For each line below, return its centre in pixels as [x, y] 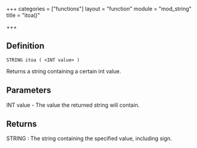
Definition [25, 46]
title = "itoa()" [23, 15]
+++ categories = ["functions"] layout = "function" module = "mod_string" [99, 9]
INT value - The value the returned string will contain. [73, 105]
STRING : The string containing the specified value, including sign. [89, 138]
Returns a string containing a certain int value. [64, 71]
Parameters [29, 90]
